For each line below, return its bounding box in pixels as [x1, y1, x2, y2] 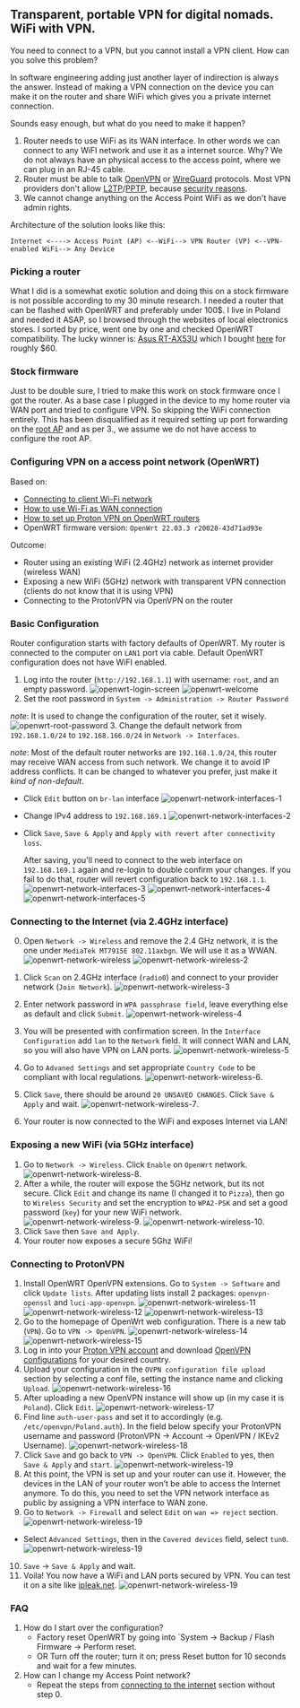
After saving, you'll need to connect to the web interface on [22, 855, 243, 865]
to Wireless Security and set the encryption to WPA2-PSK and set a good [22, 1197, 288, 1207]
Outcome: [10, 539, 47, 550]
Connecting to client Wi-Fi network [22, 493, 153, 504]
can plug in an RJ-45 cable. [22, 163, 126, 174]
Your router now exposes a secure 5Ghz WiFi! [22, 1235, 193, 1246]
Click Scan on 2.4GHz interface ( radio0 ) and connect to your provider [22, 972, 279, 983]
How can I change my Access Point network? [22, 1670, 191, 1681]
